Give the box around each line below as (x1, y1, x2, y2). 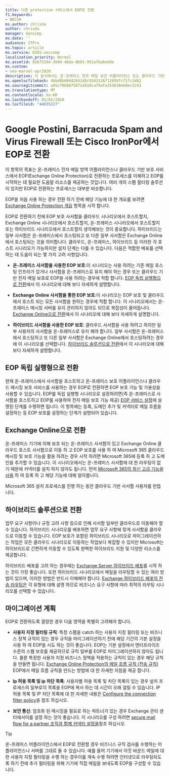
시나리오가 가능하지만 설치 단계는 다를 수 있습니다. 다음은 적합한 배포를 (14, 245, 154, 251)
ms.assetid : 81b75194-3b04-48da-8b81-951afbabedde (5, 59, 114, 64)
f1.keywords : (5, 12, 33, 17)
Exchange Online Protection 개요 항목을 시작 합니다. (5, 202, 110, 209)
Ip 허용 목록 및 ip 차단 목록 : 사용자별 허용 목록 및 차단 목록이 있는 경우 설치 (12, 678, 158, 684)
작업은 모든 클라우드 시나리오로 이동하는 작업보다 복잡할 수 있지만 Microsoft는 (10, 539, 164, 545)
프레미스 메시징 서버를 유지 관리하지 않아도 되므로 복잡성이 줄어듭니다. (12, 305, 151, 311)
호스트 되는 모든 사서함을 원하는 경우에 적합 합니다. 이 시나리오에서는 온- (22, 298, 164, 305)
